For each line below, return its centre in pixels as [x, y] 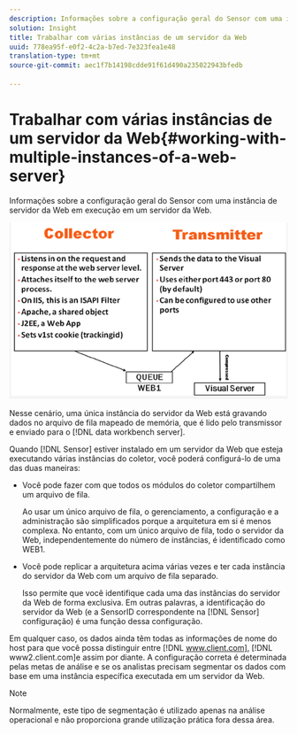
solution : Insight [43, 28]
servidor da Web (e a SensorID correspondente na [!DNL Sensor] [141, 612]
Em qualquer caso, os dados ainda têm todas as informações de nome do [143, 638]
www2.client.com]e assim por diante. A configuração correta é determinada [148, 657]
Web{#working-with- [206, 139]
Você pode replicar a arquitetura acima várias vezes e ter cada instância [153, 566]
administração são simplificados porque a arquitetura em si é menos [146, 521]
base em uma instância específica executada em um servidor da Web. [137, 676]
